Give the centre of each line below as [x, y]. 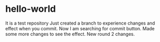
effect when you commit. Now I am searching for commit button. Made [80, 28]
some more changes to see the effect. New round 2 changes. [70, 34]
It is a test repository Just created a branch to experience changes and [80, 23]
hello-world [31, 9]
